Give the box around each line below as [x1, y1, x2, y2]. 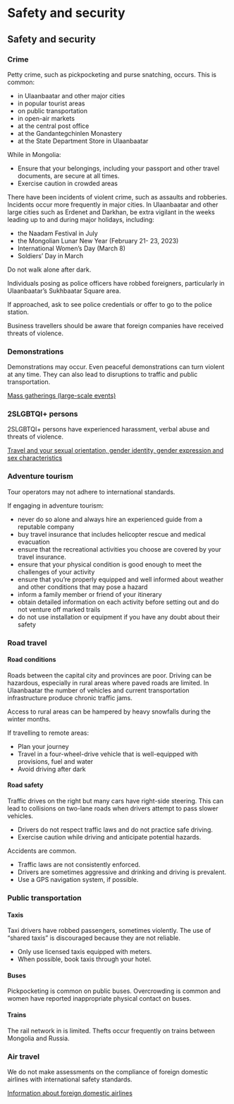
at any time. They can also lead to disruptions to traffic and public [7, 370, 198, 379]
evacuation [17, 538, 51, 546]
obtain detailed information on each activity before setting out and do [17, 598, 220, 606]
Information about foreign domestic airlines [7, 1088, 133, 1097]
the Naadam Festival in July [17, 228, 99, 238]
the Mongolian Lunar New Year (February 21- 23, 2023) [17, 236, 179, 245]
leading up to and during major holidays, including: [7, 215, 155, 223]
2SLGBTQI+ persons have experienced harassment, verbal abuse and [7, 425, 210, 434]
